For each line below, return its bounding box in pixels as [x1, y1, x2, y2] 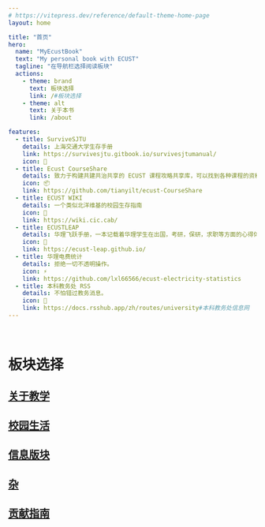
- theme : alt [22, 99, 65, 107]
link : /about [28, 114, 73, 122]
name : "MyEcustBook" [15, 48, 83, 56]
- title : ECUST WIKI [15, 194, 83, 202]
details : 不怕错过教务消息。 [22, 290, 108, 297]
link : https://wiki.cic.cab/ [22, 216, 118, 224]
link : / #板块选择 [28, 92, 81, 99]
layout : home [8, 19, 51, 27]
